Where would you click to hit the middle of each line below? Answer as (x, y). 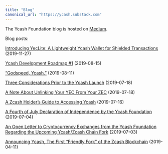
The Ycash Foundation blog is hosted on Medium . (56, 28)
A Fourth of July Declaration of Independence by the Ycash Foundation (78, 111)
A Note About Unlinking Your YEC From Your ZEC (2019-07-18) (70, 92)
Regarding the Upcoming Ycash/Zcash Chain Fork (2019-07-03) (71, 132)
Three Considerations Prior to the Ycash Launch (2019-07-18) (69, 82)
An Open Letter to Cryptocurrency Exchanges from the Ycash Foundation (81, 126)
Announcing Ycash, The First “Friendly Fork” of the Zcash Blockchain (77, 141)
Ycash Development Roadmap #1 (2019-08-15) (53, 63)
